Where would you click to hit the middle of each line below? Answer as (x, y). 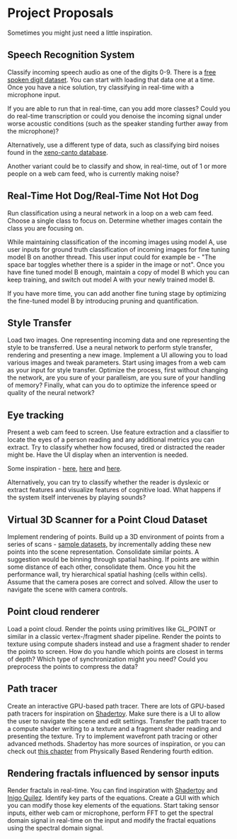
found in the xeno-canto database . (58, 152)
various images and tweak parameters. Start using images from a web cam (117, 362)
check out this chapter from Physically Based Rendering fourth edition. (110, 751)
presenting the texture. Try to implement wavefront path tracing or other (112, 736)
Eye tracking (36, 415)
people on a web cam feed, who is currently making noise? (93, 173)
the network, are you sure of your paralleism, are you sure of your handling (117, 378)
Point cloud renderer (54, 612)
